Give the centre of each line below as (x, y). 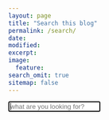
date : (17, 38)
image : (19, 61)
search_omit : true (39, 75)
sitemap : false (33, 82)
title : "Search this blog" (53, 23)
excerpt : (23, 53)
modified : (25, 46)
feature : (30, 68)
